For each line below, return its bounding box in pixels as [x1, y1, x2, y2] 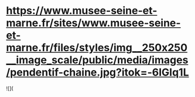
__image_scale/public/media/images [6, 53, 189, 67]
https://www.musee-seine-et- [6, 4, 158, 17]
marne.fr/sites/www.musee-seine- [6, 16, 181, 30]
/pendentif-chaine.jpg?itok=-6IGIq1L [6, 66, 189, 79]
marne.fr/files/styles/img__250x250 [6, 41, 188, 55]
